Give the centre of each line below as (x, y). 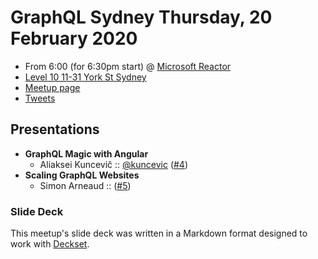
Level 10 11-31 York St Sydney (85, 77)
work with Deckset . (50, 244)
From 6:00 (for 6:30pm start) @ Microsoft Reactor (128, 66)
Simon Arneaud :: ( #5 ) (85, 185)
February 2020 (74, 38)
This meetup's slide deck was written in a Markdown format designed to (159, 233)
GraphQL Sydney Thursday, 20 (141, 17)
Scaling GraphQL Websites (82, 175)
